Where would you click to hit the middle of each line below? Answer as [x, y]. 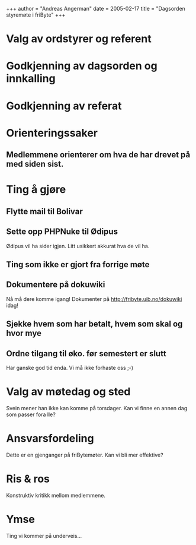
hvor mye [24, 333]
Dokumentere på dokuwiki [56, 285]
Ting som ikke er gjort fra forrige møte [78, 264]
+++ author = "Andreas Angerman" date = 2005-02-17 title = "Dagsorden [96, 9]
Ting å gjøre [36, 190]
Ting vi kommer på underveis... [44, 536]
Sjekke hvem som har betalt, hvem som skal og [94, 324]
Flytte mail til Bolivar [44, 211]
